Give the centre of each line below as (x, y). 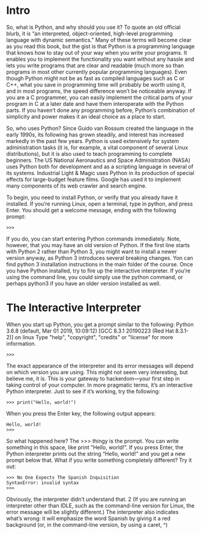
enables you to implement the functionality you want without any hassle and (100, 59)
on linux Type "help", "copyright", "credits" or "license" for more (94, 337)
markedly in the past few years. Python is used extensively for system (93, 141)
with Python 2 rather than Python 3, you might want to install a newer (91, 251)
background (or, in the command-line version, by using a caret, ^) (87, 524)
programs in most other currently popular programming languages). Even (97, 72)
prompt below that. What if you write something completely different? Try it (99, 460)
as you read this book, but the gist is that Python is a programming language (100, 46)
